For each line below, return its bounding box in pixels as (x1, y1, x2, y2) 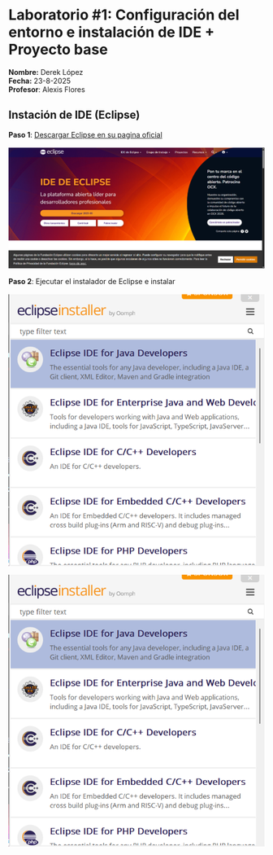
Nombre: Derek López (8, 67, 84, 77)
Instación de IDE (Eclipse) (8, 108, 141, 122)
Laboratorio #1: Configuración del (8, 6, 240, 24)
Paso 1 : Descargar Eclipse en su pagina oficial (8, 129, 162, 139)
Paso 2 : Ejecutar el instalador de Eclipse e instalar (8, 277, 176, 287)
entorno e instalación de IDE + (8, 23, 215, 42)
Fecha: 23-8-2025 (8, 76, 71, 85)
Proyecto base (8, 41, 108, 59)
